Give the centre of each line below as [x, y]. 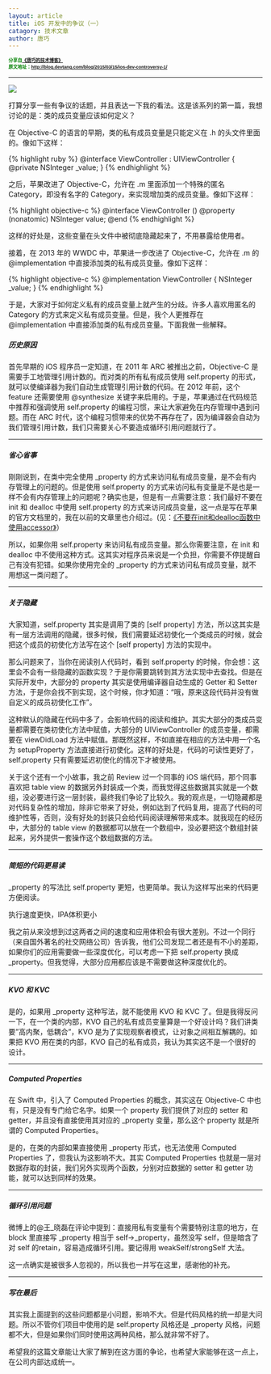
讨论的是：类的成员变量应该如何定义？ [72, 116]
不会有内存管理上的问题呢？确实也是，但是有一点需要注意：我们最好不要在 [139, 497]
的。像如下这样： [37, 143]
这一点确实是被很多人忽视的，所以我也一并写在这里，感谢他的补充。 [121, 1265]
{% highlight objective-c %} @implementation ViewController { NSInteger [130, 279]
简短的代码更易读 [37, 865]
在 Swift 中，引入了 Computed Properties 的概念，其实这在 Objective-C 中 [131, 1100]
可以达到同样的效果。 [65, 1178]
